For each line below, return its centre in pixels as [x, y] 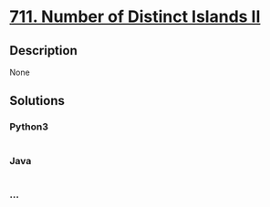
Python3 [29, 127]
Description [43, 51]
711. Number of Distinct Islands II [135, 17]
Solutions [37, 101]
